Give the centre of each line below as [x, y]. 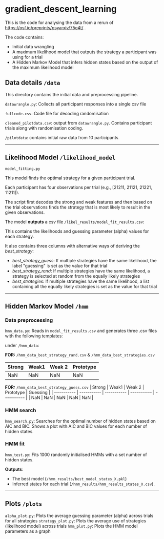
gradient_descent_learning [61, 9]
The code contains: [24, 37]
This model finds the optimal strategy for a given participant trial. [70, 178]
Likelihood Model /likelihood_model [60, 157]
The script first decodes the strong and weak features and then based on [79, 202]
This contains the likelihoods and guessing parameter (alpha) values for [77, 231]
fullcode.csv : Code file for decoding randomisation [57, 113]
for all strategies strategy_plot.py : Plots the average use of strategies [76, 520]
